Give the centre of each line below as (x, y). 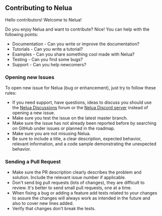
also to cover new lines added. (43, 203)
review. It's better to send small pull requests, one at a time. (72, 188)
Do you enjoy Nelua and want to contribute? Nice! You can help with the (77, 29)
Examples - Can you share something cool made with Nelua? (73, 54)
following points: (22, 34)
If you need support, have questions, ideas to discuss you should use (82, 102)
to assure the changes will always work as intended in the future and (81, 198)
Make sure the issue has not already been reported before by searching (84, 123)
